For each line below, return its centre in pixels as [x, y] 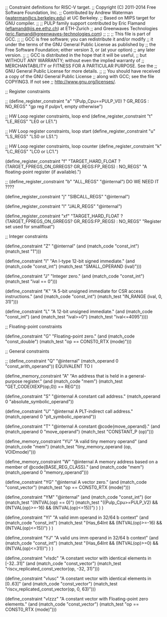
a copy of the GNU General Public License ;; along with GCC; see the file [80, 76]
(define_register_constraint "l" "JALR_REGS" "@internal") [64, 206]
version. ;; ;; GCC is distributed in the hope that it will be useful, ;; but [76, 55]
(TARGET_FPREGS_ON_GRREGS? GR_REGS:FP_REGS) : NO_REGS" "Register [83, 221]
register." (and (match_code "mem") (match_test [73, 381]
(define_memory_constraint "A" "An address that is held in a [66, 376]
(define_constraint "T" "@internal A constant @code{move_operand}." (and [83, 426]
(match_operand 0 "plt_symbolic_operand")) [51, 417]
